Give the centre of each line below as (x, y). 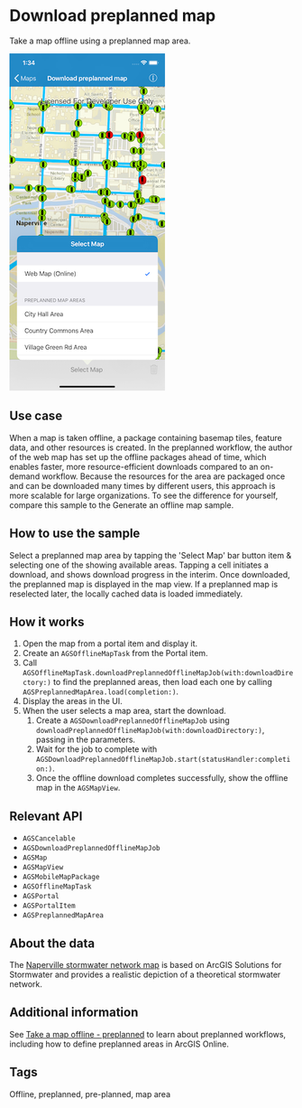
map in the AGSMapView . (78, 788)
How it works (47, 621)
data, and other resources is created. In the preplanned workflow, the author (151, 447)
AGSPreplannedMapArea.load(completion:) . (100, 691)
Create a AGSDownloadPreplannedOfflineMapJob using (133, 720)
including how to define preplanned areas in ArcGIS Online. (119, 1044)
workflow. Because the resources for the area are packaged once (164, 476)
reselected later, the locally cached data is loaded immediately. (126, 594)
